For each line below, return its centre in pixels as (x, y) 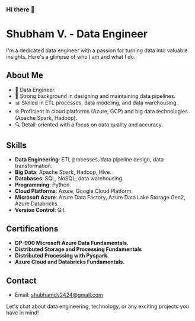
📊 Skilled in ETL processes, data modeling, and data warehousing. (96, 103)
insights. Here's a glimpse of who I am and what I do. (71, 56)
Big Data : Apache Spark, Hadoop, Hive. (63, 172)
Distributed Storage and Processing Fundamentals (78, 249)
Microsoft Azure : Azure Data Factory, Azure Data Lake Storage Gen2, (100, 198)
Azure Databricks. (37, 204)
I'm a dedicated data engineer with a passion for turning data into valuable (97, 50)
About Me (25, 76)
